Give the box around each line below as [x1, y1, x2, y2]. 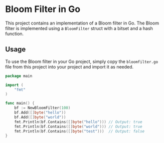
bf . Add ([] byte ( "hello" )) [14, 110, 66, 115]
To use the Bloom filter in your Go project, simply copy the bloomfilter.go [5, 58, 158, 64]
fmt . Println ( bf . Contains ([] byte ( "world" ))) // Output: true [14, 124, 142, 129]
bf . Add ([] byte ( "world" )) [14, 114, 66, 119]
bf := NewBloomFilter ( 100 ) [14, 105, 71, 110]
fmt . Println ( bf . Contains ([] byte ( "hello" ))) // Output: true [14, 119, 142, 124]
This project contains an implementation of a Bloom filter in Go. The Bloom [5, 20, 159, 26]
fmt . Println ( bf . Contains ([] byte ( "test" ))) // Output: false [14, 128, 144, 133]
